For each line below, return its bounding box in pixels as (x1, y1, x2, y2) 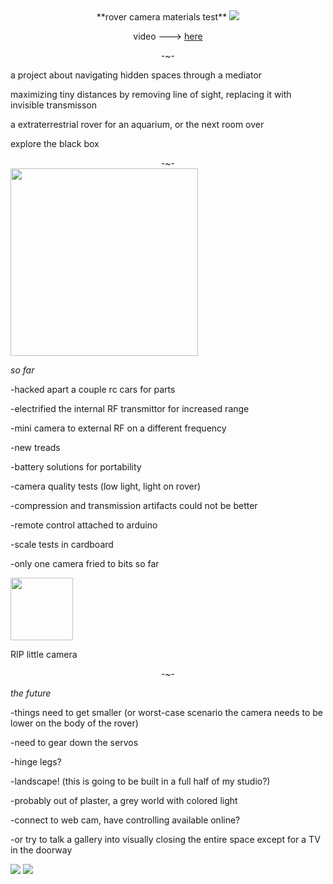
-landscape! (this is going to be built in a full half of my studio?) (10, 775, 271, 787)
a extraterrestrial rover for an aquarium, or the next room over (10, 119, 265, 130)
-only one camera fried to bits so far (10, 558, 160, 569)
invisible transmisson (10, 99, 98, 111)
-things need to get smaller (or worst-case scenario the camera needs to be (10, 707, 323, 718)
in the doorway (10, 844, 73, 856)
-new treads (10, 442, 61, 453)
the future (10, 687, 52, 699)
